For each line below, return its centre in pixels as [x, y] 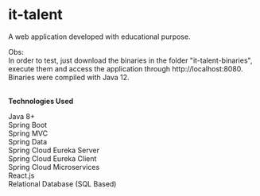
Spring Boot [28, 125]
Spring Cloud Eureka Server [54, 150]
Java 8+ [22, 116]
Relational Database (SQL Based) [62, 183]
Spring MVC [28, 133]
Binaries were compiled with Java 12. [69, 77]
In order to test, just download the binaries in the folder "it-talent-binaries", [130, 60]
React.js [21, 175]
